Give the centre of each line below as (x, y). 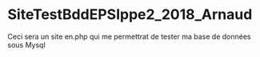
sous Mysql (26, 44)
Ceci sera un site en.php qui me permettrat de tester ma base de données (129, 36)
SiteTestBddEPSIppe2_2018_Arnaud (130, 15)
